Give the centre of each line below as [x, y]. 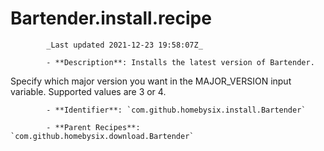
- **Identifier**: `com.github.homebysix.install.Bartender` [176, 110]
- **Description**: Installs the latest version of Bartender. [180, 62]
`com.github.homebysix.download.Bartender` [102, 136]
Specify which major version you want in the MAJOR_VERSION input [151, 81]
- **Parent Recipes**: [93, 127]
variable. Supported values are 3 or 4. [88, 91]
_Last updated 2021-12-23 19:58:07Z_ [124, 45]
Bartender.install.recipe [111, 18]
